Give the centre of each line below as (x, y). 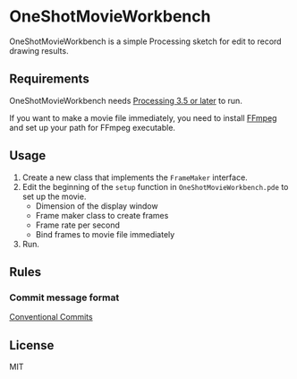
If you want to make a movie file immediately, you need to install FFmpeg (143, 117)
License (32, 345)
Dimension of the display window (97, 206)
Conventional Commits (51, 317)
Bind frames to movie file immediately (105, 234)
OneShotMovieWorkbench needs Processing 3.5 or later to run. (126, 100)
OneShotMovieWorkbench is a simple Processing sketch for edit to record (145, 41)
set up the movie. (54, 196)
